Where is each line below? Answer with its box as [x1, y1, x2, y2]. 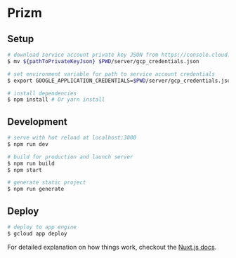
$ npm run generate [7, 186, 65, 193]
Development [7, 116, 68, 128]
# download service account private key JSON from [7, 51, 159, 58]
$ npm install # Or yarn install [7, 96, 105, 103]
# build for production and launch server [7, 153, 133, 161]
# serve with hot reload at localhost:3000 [7, 135, 137, 142]
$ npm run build [7, 160, 55, 167]
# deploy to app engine [7, 224, 77, 231]
